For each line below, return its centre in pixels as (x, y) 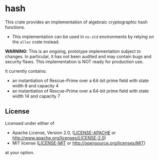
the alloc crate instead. (36, 41)
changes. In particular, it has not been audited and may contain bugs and (78, 56)
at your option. (20, 152)
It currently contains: (26, 71)
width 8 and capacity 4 (35, 85)
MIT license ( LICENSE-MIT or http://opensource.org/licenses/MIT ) (79, 143)
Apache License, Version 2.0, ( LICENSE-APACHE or (64, 133)
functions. (15, 27)
